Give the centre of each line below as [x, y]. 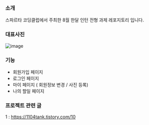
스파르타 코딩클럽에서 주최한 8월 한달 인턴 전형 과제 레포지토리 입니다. [75, 20]
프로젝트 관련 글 [23, 105]
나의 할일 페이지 [28, 91]
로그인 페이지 [26, 78]
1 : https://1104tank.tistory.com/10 [41, 117]
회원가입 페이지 [28, 72]
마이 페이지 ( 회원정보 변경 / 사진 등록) [50, 84]
